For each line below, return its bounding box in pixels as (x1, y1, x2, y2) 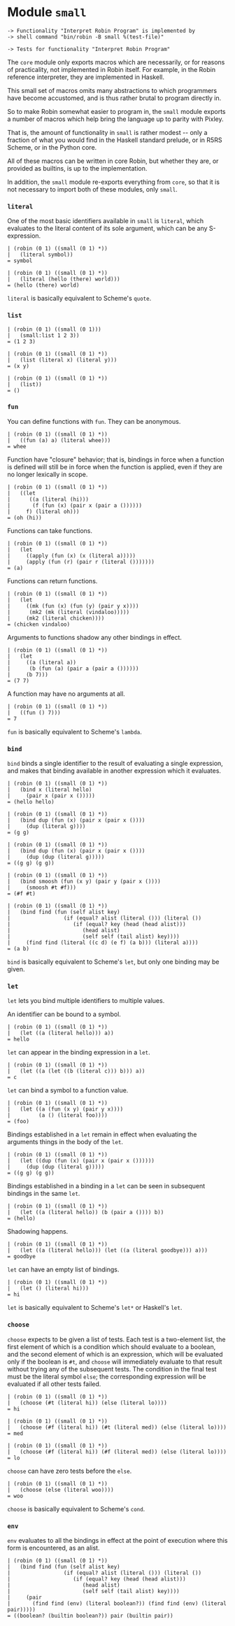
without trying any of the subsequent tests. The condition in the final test (7, 1364, 217, 1373)
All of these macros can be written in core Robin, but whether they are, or (7, 157, 219, 165)
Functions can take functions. (7, 526, 93, 535)
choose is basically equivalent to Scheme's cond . (7, 1504, 145, 1513)
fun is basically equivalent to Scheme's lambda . (7, 727, 142, 736)
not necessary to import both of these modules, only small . (7, 185, 178, 193)
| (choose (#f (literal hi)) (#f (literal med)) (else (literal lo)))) (7, 1448, 227, 1455)
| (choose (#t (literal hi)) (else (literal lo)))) (7, 1399, 168, 1406)
